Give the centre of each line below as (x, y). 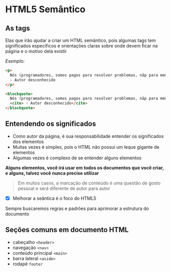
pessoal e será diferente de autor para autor (64, 188)
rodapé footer (28, 264)
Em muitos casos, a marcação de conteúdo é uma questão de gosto (89, 183)
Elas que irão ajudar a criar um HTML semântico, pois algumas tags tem (81, 40)
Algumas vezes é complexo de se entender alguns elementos (77, 158)
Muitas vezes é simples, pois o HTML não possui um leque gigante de (86, 147)
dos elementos (28, 142)
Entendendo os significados (51, 124)
